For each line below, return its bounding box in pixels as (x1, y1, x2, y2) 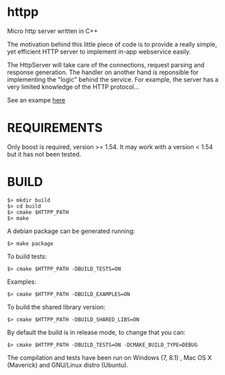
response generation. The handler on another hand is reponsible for (7, 68, 199, 76)
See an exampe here (7, 95, 66, 104)
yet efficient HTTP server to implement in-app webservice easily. (7, 47, 191, 56)
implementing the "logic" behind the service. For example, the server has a (7, 75, 219, 83)
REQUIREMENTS (7, 120, 103, 136)
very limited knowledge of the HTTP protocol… (7, 82, 139, 91)
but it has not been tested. (7, 150, 82, 158)
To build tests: (7, 252, 47, 260)
